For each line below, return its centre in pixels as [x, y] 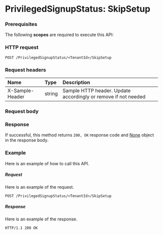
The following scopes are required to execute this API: [59, 35]
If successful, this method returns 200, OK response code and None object [80, 135]
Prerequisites [21, 24]
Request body [22, 111]
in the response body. [27, 140]
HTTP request [22, 47]
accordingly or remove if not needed [104, 97]
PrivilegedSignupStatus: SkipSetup [78, 9]
